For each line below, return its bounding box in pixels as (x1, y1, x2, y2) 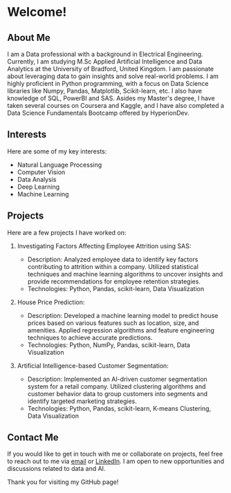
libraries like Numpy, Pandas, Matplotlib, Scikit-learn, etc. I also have (7, 87, 203, 95)
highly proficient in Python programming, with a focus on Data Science (7, 80, 209, 87)
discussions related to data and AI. (7, 465, 106, 473)
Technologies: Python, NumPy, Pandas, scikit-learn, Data (27, 340, 190, 349)
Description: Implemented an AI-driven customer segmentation (27, 375, 207, 383)
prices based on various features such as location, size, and (27, 319, 199, 327)
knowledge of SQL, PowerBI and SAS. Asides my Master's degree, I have (7, 94, 216, 102)
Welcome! (7, 4, 67, 20)
